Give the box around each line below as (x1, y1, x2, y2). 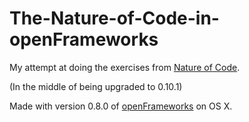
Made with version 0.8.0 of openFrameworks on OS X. (9, 100, 233, 112)
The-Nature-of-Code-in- (9, 7, 220, 30)
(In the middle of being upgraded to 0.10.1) (9, 80, 183, 92)
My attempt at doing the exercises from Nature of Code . (9, 61, 241, 73)
